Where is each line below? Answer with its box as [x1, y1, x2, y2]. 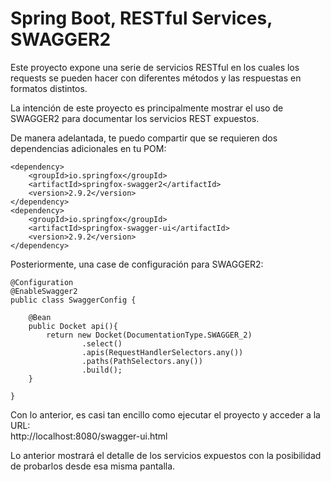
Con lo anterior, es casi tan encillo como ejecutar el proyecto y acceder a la [10, 408, 321, 421]
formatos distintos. [10, 82, 88, 94]
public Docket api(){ [28, 321, 118, 331]
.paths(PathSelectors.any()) [81, 356, 203, 366]
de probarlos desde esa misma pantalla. [10, 460, 176, 472]
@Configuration [10, 277, 74, 287]
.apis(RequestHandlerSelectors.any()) [81, 347, 244, 357]
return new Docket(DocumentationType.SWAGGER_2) [46, 330, 253, 340]
